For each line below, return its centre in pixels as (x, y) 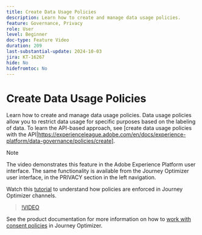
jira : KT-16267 (26, 57)
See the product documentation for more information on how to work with (99, 219)
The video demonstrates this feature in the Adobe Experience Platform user (101, 165)
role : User (20, 29)
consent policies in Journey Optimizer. (54, 226)
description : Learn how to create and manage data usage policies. (94, 18)
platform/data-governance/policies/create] (60, 141)
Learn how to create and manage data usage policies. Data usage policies (99, 115)
